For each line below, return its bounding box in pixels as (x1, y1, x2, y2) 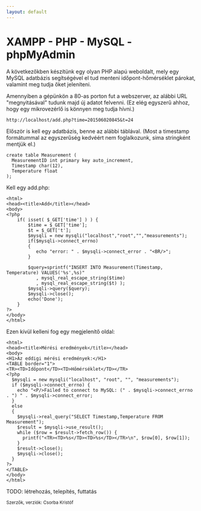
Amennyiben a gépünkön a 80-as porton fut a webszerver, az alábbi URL (6, 92, 188, 100)
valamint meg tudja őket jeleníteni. (6, 80, 92, 88)
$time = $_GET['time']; (28, 222, 88, 228)
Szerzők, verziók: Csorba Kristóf (6, 500, 74, 506)
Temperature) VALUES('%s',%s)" (6, 270, 85, 276)
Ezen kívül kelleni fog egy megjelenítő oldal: (6, 328, 115, 335)
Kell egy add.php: (6, 184, 50, 191)
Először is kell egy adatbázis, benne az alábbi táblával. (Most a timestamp (6, 128, 190, 135)
